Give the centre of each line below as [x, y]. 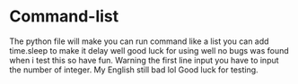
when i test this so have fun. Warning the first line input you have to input [145, 60]
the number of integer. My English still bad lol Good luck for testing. [134, 70]
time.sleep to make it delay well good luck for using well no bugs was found [149, 50]
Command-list [64, 17]
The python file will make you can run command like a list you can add [139, 41]
